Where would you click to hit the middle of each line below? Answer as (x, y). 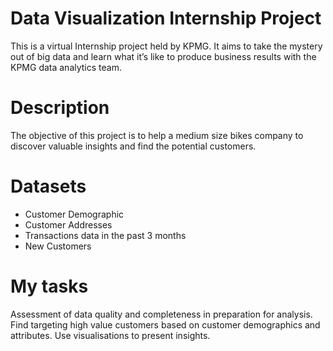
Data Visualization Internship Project (166, 18)
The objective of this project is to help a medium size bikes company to (157, 135)
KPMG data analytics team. (66, 67)
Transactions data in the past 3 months (105, 235)
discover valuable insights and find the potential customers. (133, 146)
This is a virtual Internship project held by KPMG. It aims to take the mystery (166, 46)
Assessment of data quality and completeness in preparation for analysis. (161, 314)
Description (60, 108)
